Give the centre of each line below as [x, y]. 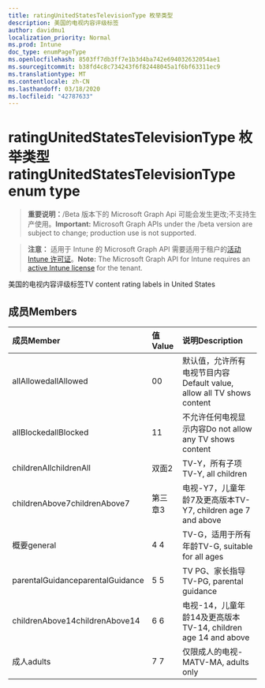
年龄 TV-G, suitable [218, 546]
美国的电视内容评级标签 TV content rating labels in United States [112, 284]
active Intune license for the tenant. [85, 268]
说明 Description [213, 340]
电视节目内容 [206, 373]
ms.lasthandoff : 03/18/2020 [54, 89]
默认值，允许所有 [214, 361]
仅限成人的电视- [213, 652]
